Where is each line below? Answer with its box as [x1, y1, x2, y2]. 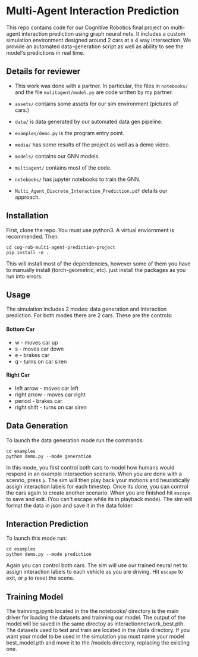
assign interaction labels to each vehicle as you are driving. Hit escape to [6, 568, 183, 575]
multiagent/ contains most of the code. [14, 164, 112, 171]
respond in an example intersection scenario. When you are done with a [6, 470, 183, 477]
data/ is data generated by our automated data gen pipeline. [14, 118, 163, 125]
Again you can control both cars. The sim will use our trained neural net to [6, 562, 188, 569]
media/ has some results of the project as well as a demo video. [14, 141, 171, 148]
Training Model [6, 592, 64, 602]
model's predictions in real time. [6, 49, 85, 56]
